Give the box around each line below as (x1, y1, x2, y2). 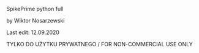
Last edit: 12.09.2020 (6, 29, 60, 36)
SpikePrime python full (6, 5, 64, 12)
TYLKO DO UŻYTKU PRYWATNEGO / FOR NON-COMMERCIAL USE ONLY (6, 41, 193, 48)
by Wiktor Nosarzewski (6, 17, 65, 24)
